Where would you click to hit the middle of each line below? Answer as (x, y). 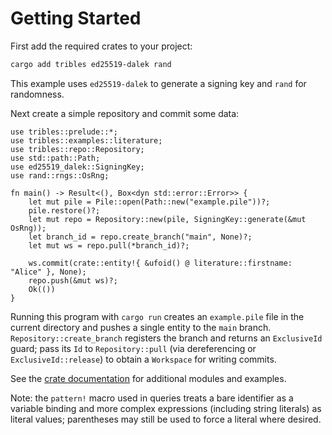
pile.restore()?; (64, 210)
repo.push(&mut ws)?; (73, 280)
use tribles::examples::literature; (86, 140)
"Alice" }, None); (48, 272)
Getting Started (76, 18)
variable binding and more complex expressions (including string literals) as (166, 408)
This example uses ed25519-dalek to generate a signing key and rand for (158, 83)
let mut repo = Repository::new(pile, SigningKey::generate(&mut (167, 219)
